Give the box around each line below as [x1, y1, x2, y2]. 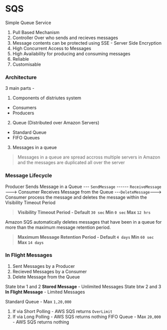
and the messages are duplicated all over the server [17, 159, 125, 166]
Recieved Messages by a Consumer [12, 268, 87, 274]
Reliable [12, 56, 29, 62]
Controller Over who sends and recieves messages [12, 35, 118, 41]
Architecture [5, 74, 37, 81]
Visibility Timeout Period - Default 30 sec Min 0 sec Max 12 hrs [17, 209, 151, 215]
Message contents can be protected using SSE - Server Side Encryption [12, 40, 162, 46]
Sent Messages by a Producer [12, 263, 75, 269]
